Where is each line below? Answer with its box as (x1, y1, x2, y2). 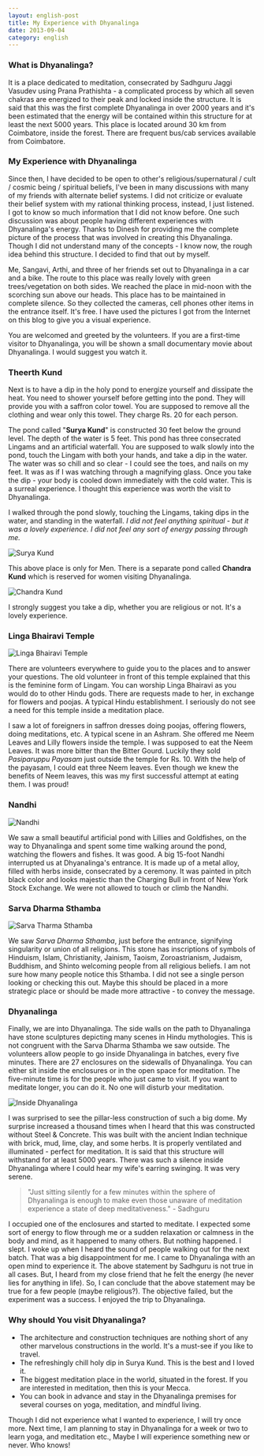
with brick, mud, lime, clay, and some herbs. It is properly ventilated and (8, 1139, 242, 1148)
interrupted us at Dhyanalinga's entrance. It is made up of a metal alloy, (8, 857, 240, 867)
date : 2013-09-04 (8, 26, 65, 34)
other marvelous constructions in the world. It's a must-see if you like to (19, 1341, 254, 1350)
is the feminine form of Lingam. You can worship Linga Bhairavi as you (8, 681, 236, 690)
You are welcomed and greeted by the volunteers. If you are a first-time (8, 330, 240, 340)
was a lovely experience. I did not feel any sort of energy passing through (8, 524, 248, 534)
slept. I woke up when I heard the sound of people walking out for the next (8, 1244, 250, 1254)
